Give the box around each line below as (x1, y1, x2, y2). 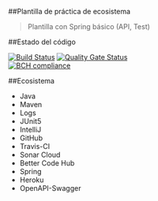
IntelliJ (19, 125, 42, 134)
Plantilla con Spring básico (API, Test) (27, 22, 150, 31)
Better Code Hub (19, 158, 75, 168)
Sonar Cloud (19, 150, 61, 159)
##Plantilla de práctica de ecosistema (8, 7, 131, 16)
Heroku (19, 175, 44, 184)
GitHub (19, 133, 43, 143)
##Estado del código (8, 37, 77, 47)
